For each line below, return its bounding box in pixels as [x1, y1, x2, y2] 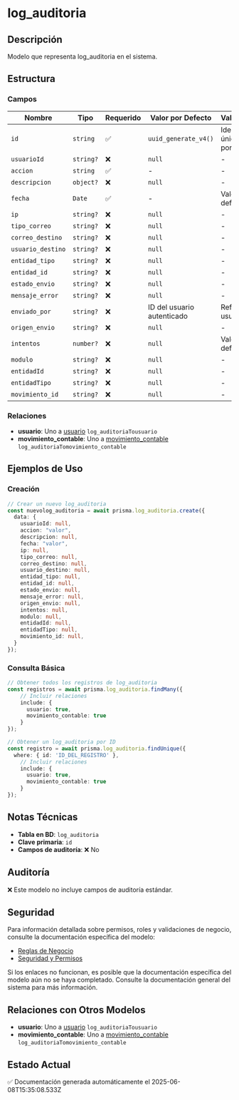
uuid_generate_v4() [148, 134, 214, 143]
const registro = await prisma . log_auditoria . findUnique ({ [7, 745, 186, 752]
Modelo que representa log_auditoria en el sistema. [7, 52, 158, 61]
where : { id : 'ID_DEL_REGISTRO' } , [14, 751, 119, 759]
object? [72, 178, 99, 186]
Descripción [7, 34, 63, 46]
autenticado [148, 311, 188, 321]
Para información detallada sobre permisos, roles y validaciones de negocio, [7, 925, 232, 934]
